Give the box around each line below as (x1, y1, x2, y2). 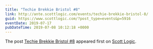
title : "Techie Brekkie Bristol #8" (5, 7, 80, 12)
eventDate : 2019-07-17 (5, 20, 52, 26)
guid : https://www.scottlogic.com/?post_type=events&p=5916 (5, 16, 131, 21)
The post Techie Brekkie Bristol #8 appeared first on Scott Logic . (5, 38, 137, 44)
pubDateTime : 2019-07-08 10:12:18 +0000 (5, 25, 90, 30)
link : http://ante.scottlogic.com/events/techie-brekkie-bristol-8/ (5, 12, 149, 16)
